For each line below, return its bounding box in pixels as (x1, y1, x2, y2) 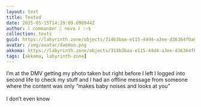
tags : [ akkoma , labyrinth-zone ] (6, 53, 87, 59)
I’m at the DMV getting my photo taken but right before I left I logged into (6, 69, 185, 77)
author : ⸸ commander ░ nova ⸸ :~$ (6, 25, 91, 32)
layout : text (6, 8, 39, 15)
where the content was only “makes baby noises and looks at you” (6, 82, 170, 90)
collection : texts (6, 31, 52, 37)
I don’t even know (6, 95, 50, 102)
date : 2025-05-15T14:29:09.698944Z (6, 20, 95, 26)
